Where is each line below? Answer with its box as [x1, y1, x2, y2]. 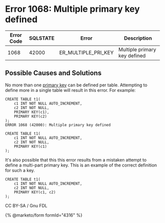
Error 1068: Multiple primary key [5, 3, 140, 15]
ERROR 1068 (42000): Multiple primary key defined [5, 122, 111, 127]
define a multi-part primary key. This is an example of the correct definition [5, 162, 157, 168]
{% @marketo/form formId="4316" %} [5, 212, 82, 218]
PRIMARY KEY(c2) [14, 114, 48, 119]
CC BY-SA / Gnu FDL [5, 202, 48, 208]
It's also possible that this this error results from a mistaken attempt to [5, 157, 147, 163]
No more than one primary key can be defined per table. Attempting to [5, 82, 147, 88]
